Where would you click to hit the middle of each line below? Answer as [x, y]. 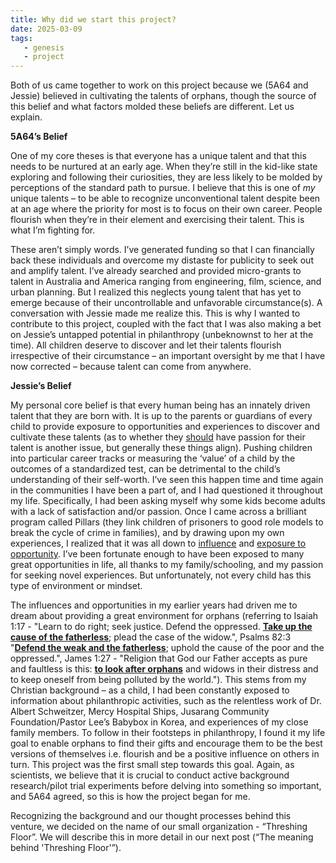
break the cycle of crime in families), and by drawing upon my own [147, 533]
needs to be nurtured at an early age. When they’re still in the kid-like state [164, 167]
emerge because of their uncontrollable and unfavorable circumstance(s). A [166, 303]
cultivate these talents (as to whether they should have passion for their [158, 437]
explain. [26, 117]
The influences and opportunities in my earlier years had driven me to [154, 605]
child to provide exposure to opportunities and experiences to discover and [165, 427]
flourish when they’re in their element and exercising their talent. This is [157, 220]
